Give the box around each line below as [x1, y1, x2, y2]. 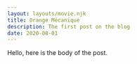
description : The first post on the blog [7, 23, 131, 30]
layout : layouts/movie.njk [7, 10, 86, 17]
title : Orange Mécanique [7, 17, 80, 24]
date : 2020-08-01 [7, 29, 58, 37]
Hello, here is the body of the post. [7, 49, 107, 57]
